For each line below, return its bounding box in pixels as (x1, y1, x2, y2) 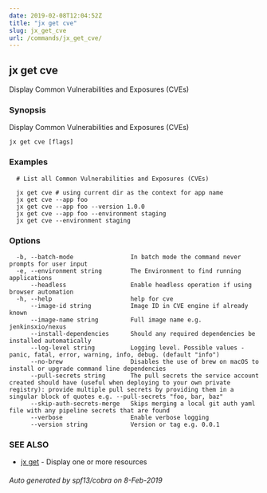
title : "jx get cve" (9, 19, 78, 27)
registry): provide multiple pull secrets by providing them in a (9, 385, 234, 393)
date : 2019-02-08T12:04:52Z (9, 11, 103, 20)
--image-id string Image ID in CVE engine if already (29, 302, 249, 310)
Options (9, 235, 41, 246)
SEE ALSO (9, 439, 49, 450)
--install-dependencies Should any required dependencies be (29, 329, 256, 337)
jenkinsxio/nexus (9, 322, 67, 331)
